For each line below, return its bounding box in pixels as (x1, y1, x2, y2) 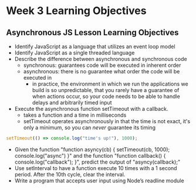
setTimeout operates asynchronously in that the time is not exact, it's (23, 118, 191, 124)
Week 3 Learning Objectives (6, 4, 147, 18)
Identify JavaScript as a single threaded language (14, 49, 135, 56)
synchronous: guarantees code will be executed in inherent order (23, 62, 181, 69)
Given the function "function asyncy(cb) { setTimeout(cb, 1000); (14, 145, 170, 153)
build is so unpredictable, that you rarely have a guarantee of (32, 87, 180, 93)
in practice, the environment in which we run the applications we (32, 80, 189, 87)
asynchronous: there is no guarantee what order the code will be (23, 68, 180, 74)
